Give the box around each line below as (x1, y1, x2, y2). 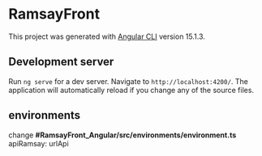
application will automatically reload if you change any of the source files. (8, 85, 254, 95)
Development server (8, 55, 114, 69)
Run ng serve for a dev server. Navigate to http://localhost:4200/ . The (8, 76, 249, 86)
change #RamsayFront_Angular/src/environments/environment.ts (8, 130, 237, 140)
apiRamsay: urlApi (8, 138, 69, 148)
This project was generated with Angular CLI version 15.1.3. (8, 32, 205, 41)
